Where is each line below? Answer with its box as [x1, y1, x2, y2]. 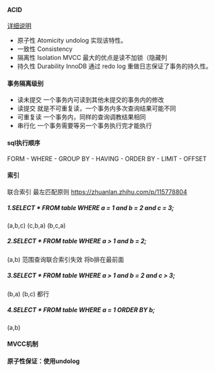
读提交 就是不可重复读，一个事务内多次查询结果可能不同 [17, 104, 176, 113]
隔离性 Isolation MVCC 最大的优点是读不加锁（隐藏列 [17, 54, 167, 62]
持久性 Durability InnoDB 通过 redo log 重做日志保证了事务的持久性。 [17, 62, 212, 70]
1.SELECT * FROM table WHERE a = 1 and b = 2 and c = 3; [7, 204, 174, 212]
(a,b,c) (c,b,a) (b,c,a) [7, 221, 66, 229]
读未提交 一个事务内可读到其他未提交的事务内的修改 [17, 96, 164, 104]
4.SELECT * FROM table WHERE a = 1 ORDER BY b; [7, 306, 155, 314]
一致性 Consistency [17, 45, 73, 53]
